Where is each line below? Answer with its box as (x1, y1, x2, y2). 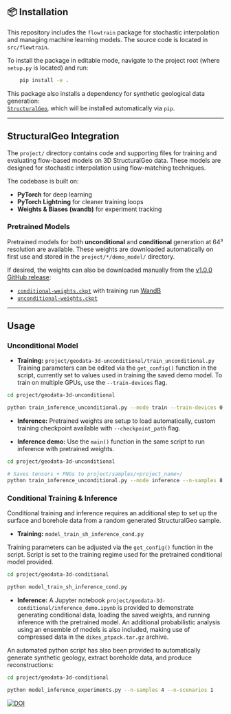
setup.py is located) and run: (7, 63, 89, 72)
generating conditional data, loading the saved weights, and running (16, 611, 210, 619)
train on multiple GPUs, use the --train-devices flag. (16, 379, 168, 387)
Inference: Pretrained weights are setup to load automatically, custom (16, 417, 216, 425)
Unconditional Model (7, 341, 78, 350)
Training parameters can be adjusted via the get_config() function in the (7, 543, 213, 551)
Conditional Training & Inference (7, 493, 118, 503)
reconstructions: (7, 660, 54, 668)
